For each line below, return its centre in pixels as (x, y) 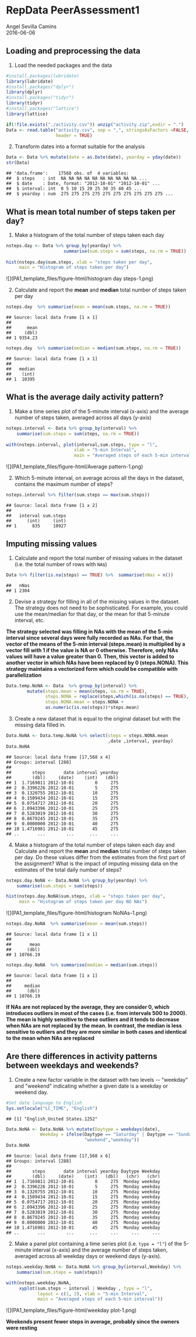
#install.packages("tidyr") (40, 98)
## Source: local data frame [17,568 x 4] (58, 757)
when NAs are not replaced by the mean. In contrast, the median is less (94, 1026)
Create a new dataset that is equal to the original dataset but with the (97, 719)
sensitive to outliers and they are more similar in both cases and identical (96, 1031)
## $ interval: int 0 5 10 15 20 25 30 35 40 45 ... (74, 189)
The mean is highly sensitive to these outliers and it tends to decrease (93, 1019)
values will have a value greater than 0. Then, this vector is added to (90, 656)
